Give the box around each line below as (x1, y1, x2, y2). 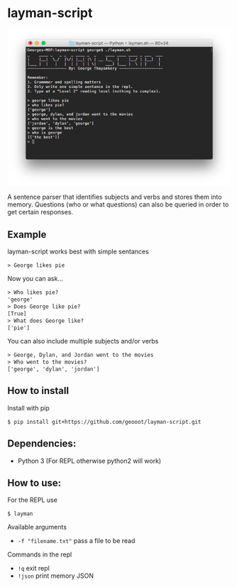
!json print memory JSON (17, 571, 94, 580)
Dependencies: (7, 438, 77, 450)
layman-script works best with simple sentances (7, 247, 149, 256)
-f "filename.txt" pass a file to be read (17, 537, 136, 545)
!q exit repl (17, 564, 50, 573)
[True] (7, 310, 27, 317)
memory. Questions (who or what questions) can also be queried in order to (7, 200, 229, 209)
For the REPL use (7, 495, 58, 505)
